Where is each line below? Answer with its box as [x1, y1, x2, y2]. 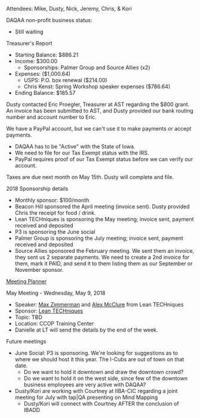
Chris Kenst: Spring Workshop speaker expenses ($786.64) [23, 83, 171, 90]
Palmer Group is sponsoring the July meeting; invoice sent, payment [14, 235, 183, 241]
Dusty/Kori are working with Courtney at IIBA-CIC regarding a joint [14, 388, 178, 394]
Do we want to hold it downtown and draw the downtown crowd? [23, 369, 184, 375]
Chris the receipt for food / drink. [14, 209, 97, 216]
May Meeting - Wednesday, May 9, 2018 [6, 289, 106, 296]
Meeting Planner [6, 278, 47, 285]
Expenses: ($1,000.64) [14, 70, 70, 77]
